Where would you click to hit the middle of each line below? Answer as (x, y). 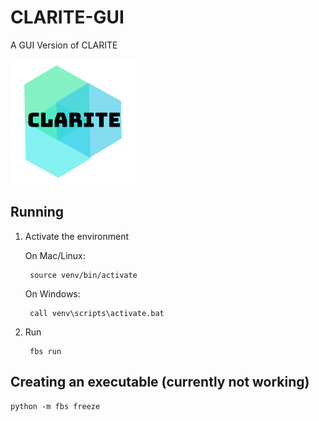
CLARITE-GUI (67, 17)
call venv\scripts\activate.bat (97, 313)
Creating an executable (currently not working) (160, 382)
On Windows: (52, 293)
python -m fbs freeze (55, 406)
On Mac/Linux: (55, 255)
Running (37, 212)
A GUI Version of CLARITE (64, 45)
